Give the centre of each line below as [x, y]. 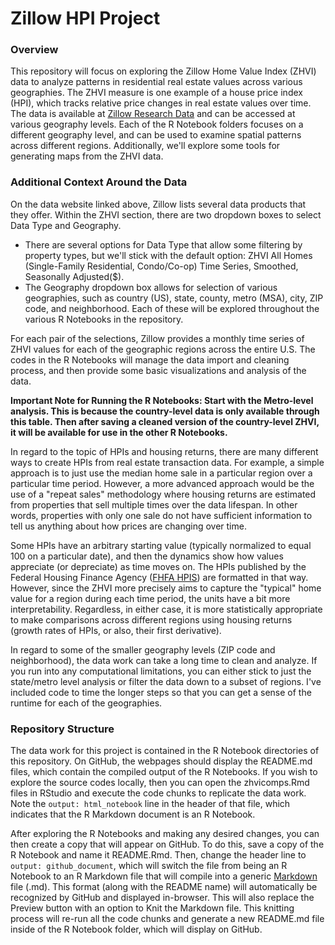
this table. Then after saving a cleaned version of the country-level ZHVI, [165, 421]
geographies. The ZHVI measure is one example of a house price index [156, 93]
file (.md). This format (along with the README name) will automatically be [164, 887]
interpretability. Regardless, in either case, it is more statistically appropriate [166, 609]
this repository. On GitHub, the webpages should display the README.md [161, 761]
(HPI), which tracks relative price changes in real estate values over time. [161, 103]
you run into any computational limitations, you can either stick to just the [161, 671]
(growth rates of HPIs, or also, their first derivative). [116, 630]
